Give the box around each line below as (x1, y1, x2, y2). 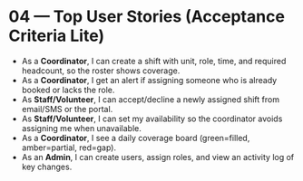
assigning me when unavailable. (21, 122, 142, 133)
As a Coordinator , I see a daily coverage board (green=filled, (21, 132, 250, 143)
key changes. (21, 161, 73, 172)
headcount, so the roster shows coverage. (21, 65, 181, 76)
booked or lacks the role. (21, 84, 115, 95)
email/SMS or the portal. (21, 103, 113, 114)
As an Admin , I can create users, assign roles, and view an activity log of (21, 151, 295, 162)
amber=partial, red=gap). (21, 142, 117, 153)
